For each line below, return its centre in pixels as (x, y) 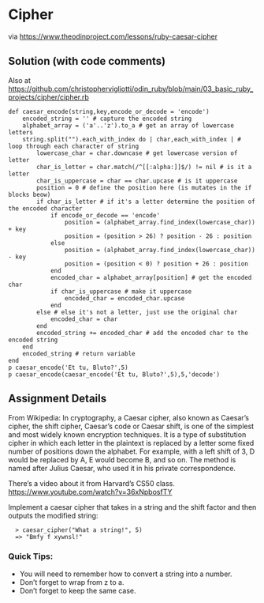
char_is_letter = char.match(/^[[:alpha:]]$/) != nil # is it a (144, 167)
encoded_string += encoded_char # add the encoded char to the (142, 333)
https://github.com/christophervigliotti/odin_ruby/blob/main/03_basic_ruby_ (131, 89)
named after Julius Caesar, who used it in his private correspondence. (122, 468)
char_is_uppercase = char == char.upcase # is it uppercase (137, 181)
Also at (20, 80)
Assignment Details (58, 399)
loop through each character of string (74, 146)
